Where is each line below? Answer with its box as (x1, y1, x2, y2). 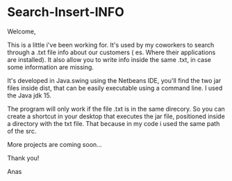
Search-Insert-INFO (7, 4, 124, 20)
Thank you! (7, 154, 40, 162)
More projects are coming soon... (7, 140, 102, 148)
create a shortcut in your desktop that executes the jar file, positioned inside (7, 112, 226, 120)
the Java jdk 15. (7, 91, 52, 100)
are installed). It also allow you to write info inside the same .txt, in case (7, 55, 212, 63)
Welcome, (7, 27, 36, 36)
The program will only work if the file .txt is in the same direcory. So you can (7, 104, 226, 113)
